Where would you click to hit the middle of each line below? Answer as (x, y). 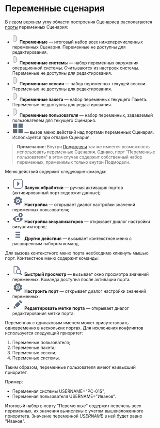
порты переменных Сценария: (37, 27)
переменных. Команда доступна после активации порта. (71, 279)
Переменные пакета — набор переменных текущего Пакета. (83, 99)
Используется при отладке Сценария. (51, 137)
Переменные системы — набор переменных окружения (79, 63)
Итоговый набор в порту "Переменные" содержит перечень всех (73, 406)
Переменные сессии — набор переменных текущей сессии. (83, 83)
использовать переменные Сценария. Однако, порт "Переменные (86, 152)
